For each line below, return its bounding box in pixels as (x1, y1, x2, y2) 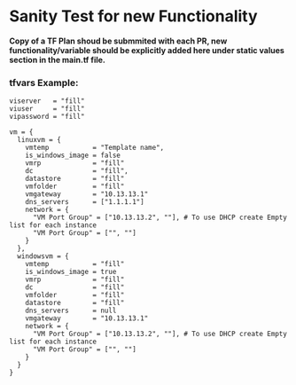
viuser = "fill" (9, 105, 86, 114)
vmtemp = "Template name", (25, 144, 165, 153)
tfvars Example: (9, 76, 79, 89)
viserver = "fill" (9, 97, 86, 106)
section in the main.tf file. (9, 54, 106, 65)
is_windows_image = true (25, 268, 117, 277)
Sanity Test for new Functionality (9, 6, 259, 27)
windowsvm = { (17, 252, 69, 261)
